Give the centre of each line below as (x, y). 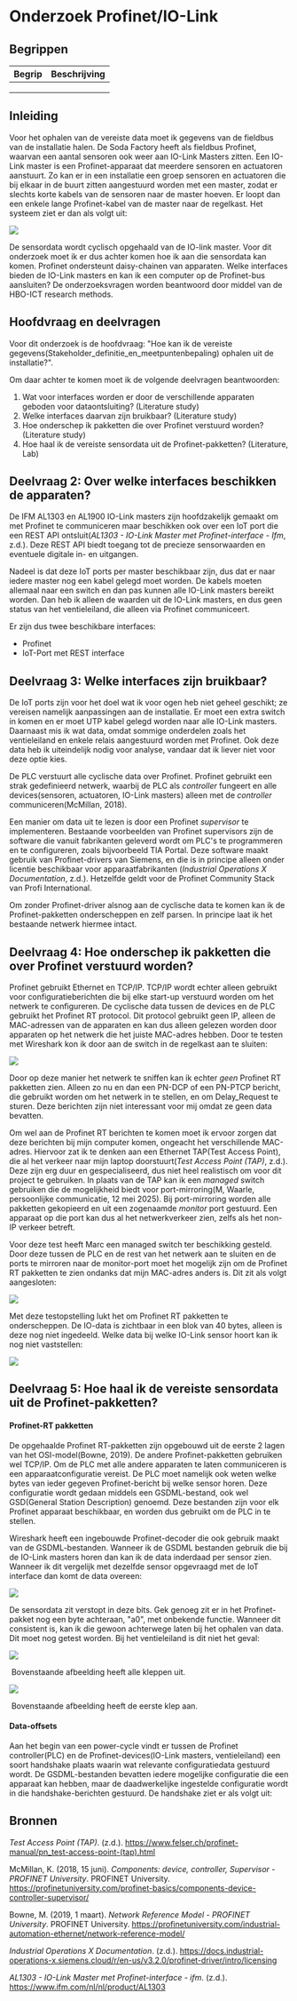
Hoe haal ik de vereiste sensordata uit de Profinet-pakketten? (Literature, (155, 444)
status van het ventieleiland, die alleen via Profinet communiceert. (129, 610)
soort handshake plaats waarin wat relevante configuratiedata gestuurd (140, 1765)
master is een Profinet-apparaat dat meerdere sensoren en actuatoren (155, 165)
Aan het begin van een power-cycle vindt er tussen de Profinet (124, 1746)
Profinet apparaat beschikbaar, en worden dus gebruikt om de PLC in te (140, 1511)
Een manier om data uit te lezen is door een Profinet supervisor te (129, 822)
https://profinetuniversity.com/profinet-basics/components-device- (133, 1888)
